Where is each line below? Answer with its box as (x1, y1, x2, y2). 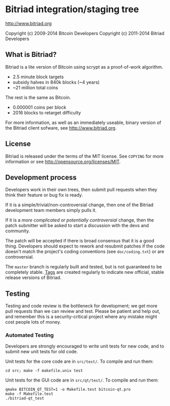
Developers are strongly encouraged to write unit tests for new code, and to (5, 343, 164, 349)
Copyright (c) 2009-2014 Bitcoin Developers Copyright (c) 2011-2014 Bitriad (5, 30, 164, 36)
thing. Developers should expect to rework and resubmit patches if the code (5, 243, 165, 249)
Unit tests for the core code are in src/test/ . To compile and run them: (5, 358, 154, 364)
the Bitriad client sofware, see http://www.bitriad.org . (5, 124, 117, 131)
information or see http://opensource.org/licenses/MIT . (5, 159, 121, 165)
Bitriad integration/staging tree (5, 4, 139, 15)
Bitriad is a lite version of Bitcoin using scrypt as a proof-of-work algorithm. (5, 64, 163, 70)
